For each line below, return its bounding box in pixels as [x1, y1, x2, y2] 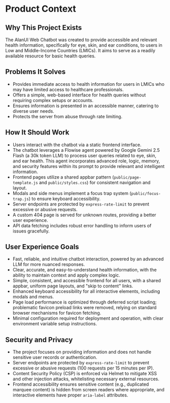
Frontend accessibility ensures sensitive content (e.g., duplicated [12, 381, 149, 387]
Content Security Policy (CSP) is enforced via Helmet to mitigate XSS [12, 371, 157, 377]
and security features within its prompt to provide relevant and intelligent [12, 163, 165, 169]
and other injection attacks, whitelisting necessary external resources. [12, 376, 160, 382]
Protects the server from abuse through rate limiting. [12, 113, 123, 119]
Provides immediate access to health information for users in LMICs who [12, 81, 165, 87]
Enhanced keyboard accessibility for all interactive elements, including [12, 288, 160, 294]
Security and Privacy [5, 335, 73, 344]
